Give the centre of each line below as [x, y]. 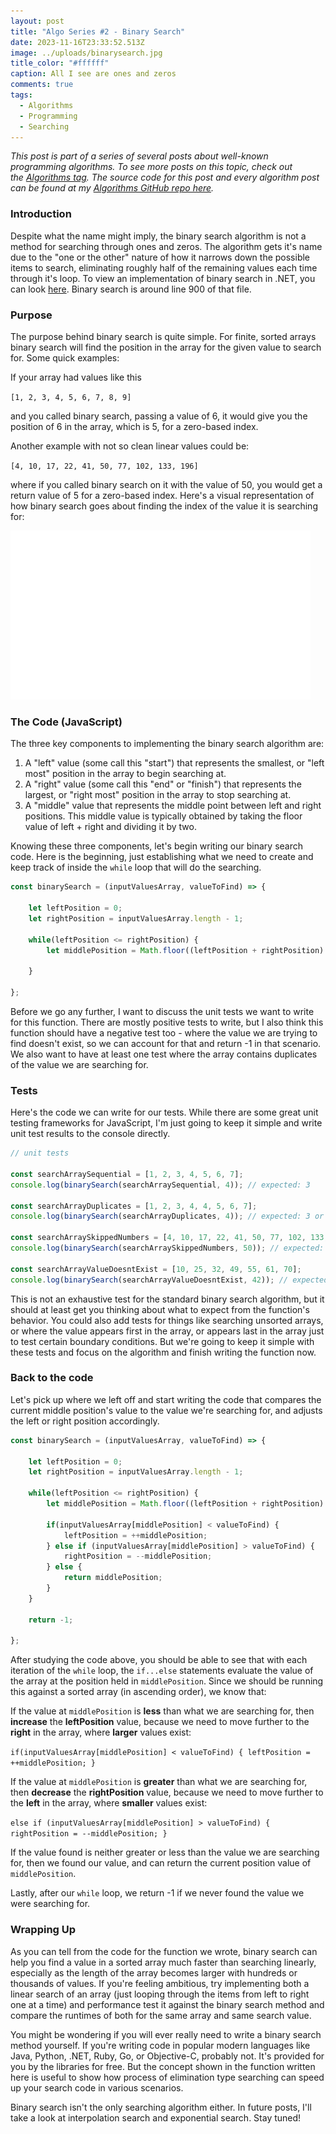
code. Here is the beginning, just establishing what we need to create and [162, 857]
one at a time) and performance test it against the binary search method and [167, 2004]
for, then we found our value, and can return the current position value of [161, 1863]
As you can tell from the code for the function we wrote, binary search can [164, 1951]
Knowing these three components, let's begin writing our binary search [156, 846]
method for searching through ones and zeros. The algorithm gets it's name [166, 246]
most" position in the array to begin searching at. [125, 774]
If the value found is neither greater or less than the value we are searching [165, 1852]
